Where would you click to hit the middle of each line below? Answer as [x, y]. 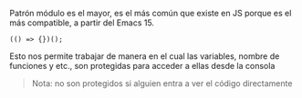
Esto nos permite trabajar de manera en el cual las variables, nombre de [145, 56]
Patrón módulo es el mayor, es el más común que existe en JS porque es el [151, 13]
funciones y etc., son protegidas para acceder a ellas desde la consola [142, 66]
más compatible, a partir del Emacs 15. [82, 23]
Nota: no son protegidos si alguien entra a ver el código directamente [162, 83]
